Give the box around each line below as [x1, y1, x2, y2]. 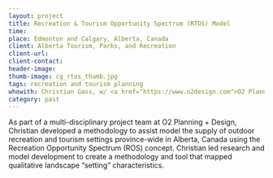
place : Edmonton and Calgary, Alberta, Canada [8, 34, 169, 43]
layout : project [8, 11, 63, 20]
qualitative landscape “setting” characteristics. [8, 160, 165, 171]
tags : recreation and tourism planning [8, 80, 144, 88]
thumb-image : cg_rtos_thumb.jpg [8, 72, 118, 80]
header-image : [8, 65, 57, 73]
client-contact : [8, 58, 63, 66]
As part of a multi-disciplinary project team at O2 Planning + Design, [8, 117, 237, 127]
